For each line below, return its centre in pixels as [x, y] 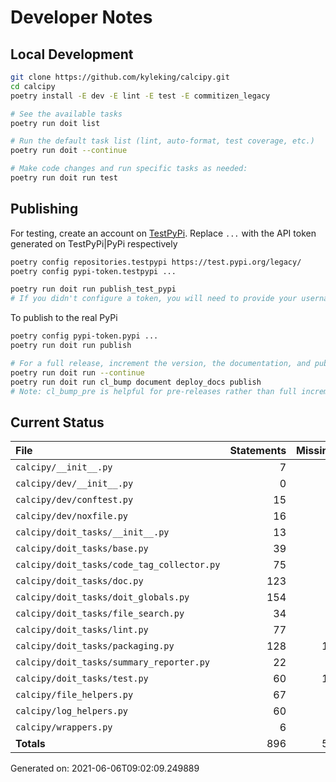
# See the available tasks [66, 114]
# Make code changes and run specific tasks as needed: [129, 169]
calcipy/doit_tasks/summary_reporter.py [112, 662]
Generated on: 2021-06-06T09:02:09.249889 [105, 768]
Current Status [57, 422]
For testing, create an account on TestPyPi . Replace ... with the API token [163, 233]
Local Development [72, 54]
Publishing [44, 209]
